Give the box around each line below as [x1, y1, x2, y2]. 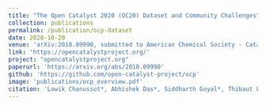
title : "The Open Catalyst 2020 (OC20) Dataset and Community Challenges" [8, 11, 260, 20]
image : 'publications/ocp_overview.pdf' [8, 77, 144, 85]
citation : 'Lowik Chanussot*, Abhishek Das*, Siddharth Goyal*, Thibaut [8, 84, 253, 93]
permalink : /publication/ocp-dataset [8, 26, 133, 34]
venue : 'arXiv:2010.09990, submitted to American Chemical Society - [8, 41, 243, 49]
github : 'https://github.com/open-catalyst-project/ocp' [8, 70, 200, 78]
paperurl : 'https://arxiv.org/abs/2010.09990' [8, 63, 165, 71]
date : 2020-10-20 [8, 33, 66, 42]
